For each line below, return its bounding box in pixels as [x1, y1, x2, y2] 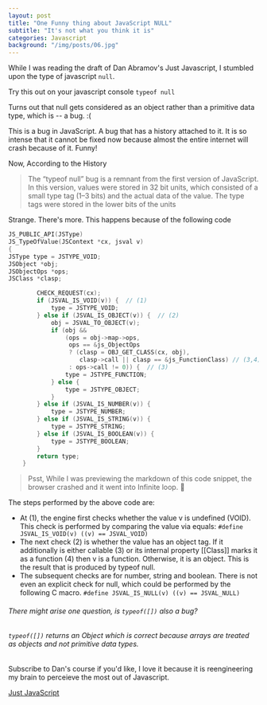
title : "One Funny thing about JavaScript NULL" [8, 19, 172, 27]
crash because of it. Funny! [8, 143, 98, 153]
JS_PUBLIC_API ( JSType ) [8, 230, 83, 239]
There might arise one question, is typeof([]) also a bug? [8, 606, 198, 616]
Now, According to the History [8, 159, 107, 168]
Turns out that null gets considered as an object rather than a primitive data [8, 103, 255, 112]
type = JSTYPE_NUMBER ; [50, 408, 126, 416]
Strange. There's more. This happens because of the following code [8, 215, 232, 225]
